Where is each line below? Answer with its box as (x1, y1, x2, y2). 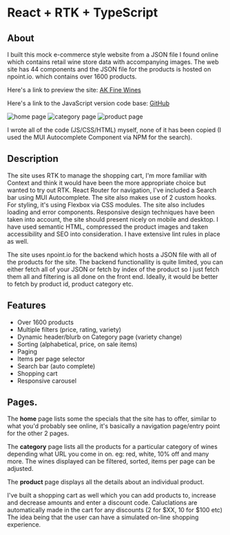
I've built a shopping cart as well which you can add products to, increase (7, 491, 217, 500)
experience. (7, 521, 41, 529)
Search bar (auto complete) (17, 361, 96, 370)
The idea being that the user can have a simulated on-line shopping (7, 513, 199, 521)
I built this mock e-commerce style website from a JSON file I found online (7, 50, 219, 59)
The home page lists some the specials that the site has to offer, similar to (7, 415, 217, 423)
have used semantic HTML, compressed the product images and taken (7, 222, 209, 231)
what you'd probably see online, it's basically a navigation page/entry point (7, 422, 220, 430)
